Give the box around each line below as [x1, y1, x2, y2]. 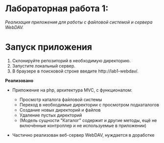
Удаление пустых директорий [19, 112, 82, 118]
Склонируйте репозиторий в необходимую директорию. [12, 57, 131, 64]
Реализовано [5, 77, 34, 83]
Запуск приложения [5, 42, 92, 53]
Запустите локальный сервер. [12, 63, 76, 69]
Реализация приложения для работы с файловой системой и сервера [5, 19, 153, 25]
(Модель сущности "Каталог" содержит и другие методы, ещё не [19, 117, 157, 123]
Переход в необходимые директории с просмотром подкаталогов [19, 101, 159, 108]
